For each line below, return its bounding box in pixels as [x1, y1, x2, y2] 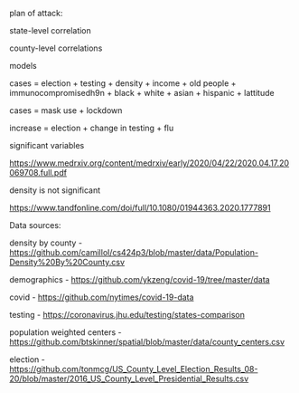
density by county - [9, 237, 83, 248]
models [9, 61, 38, 71]
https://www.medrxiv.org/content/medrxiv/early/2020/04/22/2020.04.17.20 [9, 158, 290, 168]
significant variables [9, 140, 85, 150]
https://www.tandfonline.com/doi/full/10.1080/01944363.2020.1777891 [9, 203, 271, 213]
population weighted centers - [9, 327, 122, 338]
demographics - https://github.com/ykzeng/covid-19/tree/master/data [9, 274, 270, 284]
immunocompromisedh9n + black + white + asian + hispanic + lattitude [9, 88, 275, 98]
